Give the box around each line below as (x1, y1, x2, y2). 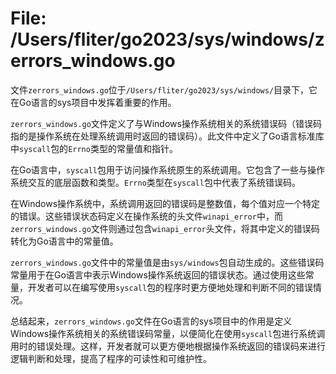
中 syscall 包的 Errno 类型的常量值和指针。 (10, 142, 178, 154)
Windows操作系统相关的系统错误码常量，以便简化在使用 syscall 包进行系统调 (10, 327, 326, 339)
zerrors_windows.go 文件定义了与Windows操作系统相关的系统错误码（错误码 (10, 117, 322, 129)
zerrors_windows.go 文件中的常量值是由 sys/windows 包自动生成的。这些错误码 (10, 256, 325, 268)
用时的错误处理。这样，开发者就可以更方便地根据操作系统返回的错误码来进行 (10, 340, 326, 352)
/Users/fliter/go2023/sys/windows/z (10, 28, 325, 51)
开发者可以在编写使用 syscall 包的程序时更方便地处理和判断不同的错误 (27, 281, 314, 293)
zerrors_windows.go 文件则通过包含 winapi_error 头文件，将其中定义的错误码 (10, 222, 320, 234)
